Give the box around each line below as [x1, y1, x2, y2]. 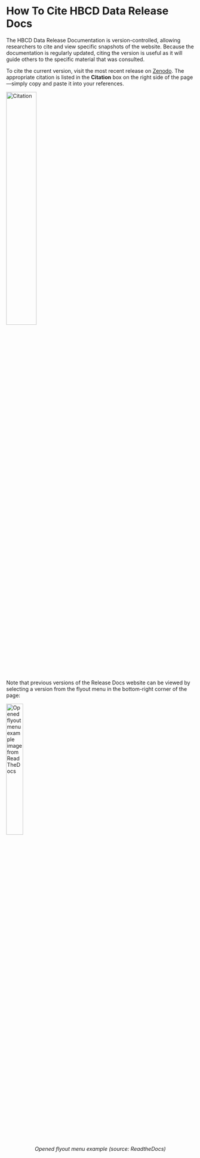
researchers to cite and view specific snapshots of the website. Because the [6, 43, 194, 50]
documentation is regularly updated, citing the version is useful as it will [6, 49, 183, 56]
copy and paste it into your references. [29, 79, 124, 87]
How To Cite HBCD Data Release [6, 4, 169, 18]
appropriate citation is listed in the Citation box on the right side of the [6, 73, 179, 81]
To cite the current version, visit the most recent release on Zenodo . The [6, 67, 184, 74]
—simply [6, 79, 28, 87]
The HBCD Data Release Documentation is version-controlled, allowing [6, 36, 181, 44]
